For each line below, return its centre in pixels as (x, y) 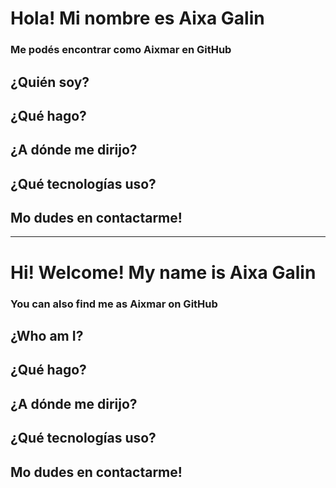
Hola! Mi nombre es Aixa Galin (137, 18)
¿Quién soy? (50, 82)
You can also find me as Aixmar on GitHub (114, 304)
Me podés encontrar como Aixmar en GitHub (121, 50)
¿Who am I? (47, 335)
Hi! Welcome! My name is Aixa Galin (163, 272)
